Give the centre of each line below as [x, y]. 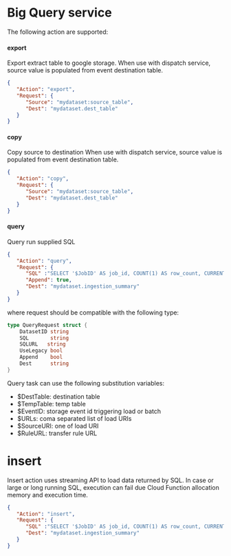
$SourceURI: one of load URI [58, 426]
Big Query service [59, 13]
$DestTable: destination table [58, 396]
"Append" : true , [48, 280]
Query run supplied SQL [41, 241]
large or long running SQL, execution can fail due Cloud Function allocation [113, 487]
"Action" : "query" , [44, 261]
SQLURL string [43, 344]
